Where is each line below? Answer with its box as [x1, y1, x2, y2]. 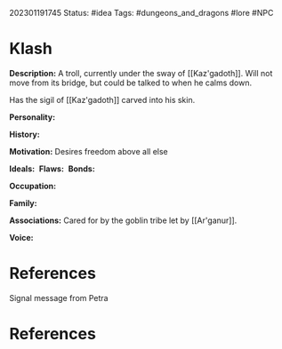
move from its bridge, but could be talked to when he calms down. [9, 77, 252, 88]
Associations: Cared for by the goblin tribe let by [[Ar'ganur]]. [9, 215, 238, 226]
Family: [9, 197, 37, 208]
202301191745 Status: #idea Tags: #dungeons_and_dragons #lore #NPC [9, 8, 274, 18]
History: [9, 129, 40, 139]
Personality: [9, 111, 56, 123]
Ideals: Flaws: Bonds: [9, 163, 95, 174]
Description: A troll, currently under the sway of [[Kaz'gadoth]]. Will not [9, 67, 273, 78]
